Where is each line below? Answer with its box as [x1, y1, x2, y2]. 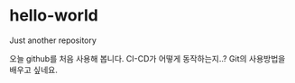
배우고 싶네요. [9, 64, 59, 75]
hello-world [9, 5, 99, 26]
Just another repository [9, 35, 97, 46]
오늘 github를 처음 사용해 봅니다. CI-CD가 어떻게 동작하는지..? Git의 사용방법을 [9, 53, 286, 63]
